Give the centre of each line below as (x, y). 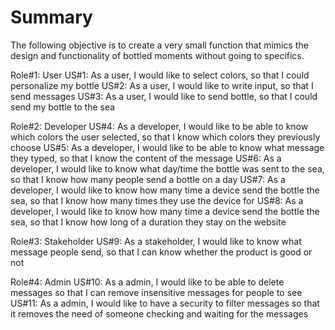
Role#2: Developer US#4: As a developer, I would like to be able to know (159, 126)
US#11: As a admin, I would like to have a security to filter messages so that (165, 303)
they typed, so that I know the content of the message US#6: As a (146, 158)
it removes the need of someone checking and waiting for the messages (159, 313)
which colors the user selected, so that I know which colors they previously (165, 137)
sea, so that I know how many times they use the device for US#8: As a (157, 200)
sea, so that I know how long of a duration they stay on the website (148, 222)
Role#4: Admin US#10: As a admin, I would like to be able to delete (147, 282)
